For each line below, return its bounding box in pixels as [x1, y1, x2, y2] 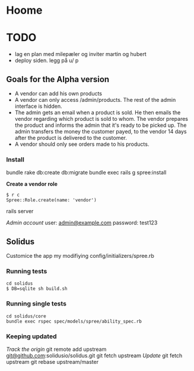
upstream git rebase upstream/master [6, 358, 99, 365]
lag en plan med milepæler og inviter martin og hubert [14, 51, 147, 58]
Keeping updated [6, 332, 57, 340]
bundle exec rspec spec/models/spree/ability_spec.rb [6, 318, 142, 325]
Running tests [6, 267, 47, 275]
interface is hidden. [14, 102, 62, 110]
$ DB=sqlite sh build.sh [6, 286, 68, 292]
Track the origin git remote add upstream [6, 345, 107, 353]
